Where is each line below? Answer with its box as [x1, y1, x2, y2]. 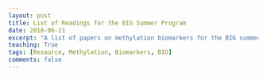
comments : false [8, 56, 62, 64]
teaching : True [8, 41, 59, 49]
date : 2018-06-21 [8, 26, 66, 34]
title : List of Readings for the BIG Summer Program [8, 19, 187, 27]
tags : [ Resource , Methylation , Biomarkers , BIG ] [8, 48, 172, 56]
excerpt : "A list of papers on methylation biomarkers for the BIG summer [8, 33, 261, 42]
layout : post [8, 11, 52, 20]
